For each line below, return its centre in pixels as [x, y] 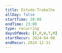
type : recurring [22, 29]
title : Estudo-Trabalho [30, 10]
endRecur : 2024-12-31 [28, 43]
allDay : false [20, 15]
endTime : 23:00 [21, 24]
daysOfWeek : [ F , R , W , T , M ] [31, 33]
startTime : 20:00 [23, 19]
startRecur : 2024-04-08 [30, 38]
